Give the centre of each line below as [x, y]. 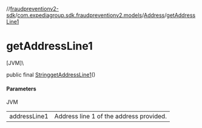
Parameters [21, 89]
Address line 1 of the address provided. [110, 116]
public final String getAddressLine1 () [51, 75]
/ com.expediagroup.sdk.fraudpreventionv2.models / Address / [91, 15]
